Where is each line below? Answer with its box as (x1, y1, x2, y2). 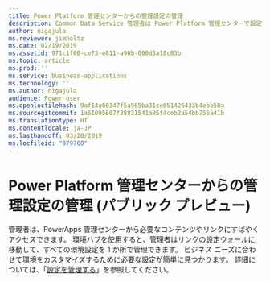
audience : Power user (8, 94, 81, 102)
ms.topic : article (8, 57, 70, 65)
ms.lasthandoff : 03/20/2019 (8, 131, 103, 139)
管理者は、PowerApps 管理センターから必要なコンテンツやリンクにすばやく (8, 225, 260, 234)
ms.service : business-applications (8, 72, 128, 80)
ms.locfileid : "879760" (8, 139, 88, 147)
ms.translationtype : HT (8, 117, 88, 125)
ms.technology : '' (8, 79, 70, 87)
